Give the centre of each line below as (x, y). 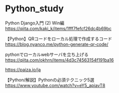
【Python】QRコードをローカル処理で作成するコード (59, 39)
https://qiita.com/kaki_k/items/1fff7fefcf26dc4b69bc (59, 28)
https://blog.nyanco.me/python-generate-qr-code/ (57, 44)
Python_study (35, 9)
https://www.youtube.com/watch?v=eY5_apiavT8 (55, 85)
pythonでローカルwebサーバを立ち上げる (47, 54)
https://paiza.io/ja (23, 69)
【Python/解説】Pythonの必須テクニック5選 (50, 80)
